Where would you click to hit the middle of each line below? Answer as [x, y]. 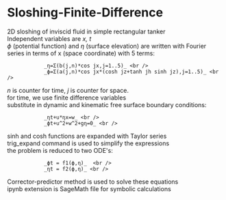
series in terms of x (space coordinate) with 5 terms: [81, 53]
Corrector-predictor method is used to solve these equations [93, 182]
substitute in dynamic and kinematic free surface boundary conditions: [107, 104]
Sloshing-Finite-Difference [85, 13]
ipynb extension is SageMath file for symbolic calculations [89, 188]
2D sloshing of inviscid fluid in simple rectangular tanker [86, 31]
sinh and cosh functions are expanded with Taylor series [87, 136]
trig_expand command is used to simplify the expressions [88, 143]
